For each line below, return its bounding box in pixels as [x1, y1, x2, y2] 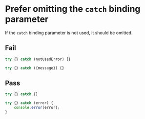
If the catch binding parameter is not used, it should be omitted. [5, 30, 133, 35]
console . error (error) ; [14, 105, 60, 110]
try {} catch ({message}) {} [5, 66, 64, 70]
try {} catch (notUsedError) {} [5, 57, 71, 62]
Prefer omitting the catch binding [5, 3, 141, 15]
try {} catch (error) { [5, 101, 54, 105]
